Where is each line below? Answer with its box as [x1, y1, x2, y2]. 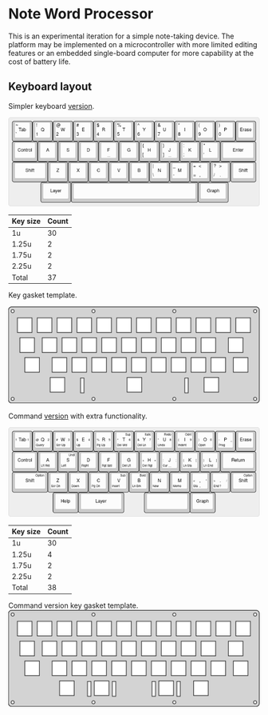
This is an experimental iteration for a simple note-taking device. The [8, 31, 235, 41]
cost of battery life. [8, 57, 71, 66]
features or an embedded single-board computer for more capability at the [8, 48, 254, 58]
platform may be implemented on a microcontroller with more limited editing [8, 39, 258, 49]
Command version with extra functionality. [8, 411, 148, 421]
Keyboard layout [8, 80, 93, 94]
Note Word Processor [8, 5, 154, 23]
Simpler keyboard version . [8, 101, 95, 110]
